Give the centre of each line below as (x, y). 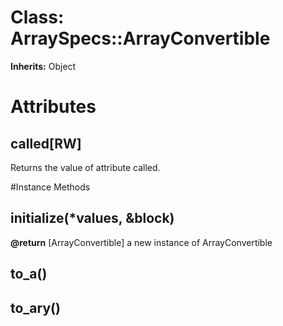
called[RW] (46, 143)
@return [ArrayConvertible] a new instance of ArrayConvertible (141, 242)
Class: (37, 17)
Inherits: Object (43, 66)
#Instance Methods (50, 187)
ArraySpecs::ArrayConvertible (140, 38)
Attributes (53, 107)
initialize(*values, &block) (92, 218)
